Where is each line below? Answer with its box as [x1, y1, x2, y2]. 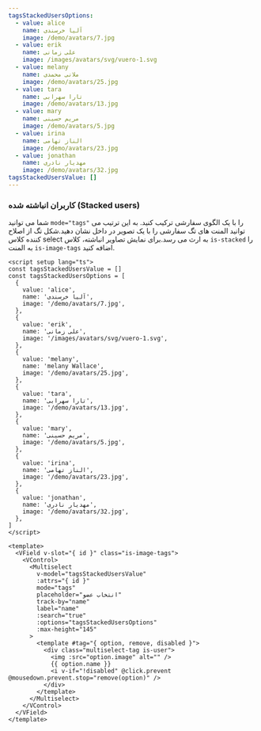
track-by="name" [36, 598, 90, 606]
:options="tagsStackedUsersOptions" [36, 619, 157, 626]
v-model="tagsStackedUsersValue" [36, 570, 147, 578]
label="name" [36, 605, 80, 613]
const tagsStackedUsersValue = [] [8, 265, 123, 273]
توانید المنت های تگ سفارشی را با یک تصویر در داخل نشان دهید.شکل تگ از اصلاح [8, 227, 246, 236]
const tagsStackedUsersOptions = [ [8, 272, 126, 280]
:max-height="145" [36, 626, 97, 634]
